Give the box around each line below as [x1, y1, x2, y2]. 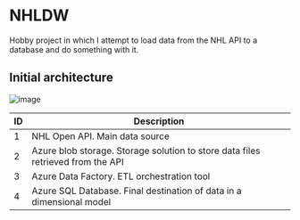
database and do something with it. [9, 44, 139, 54]
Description [133, 115, 185, 127]
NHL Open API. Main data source [31, 130, 170, 143]
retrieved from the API [31, 155, 124, 167]
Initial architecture [9, 70, 113, 86]
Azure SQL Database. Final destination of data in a [31, 184, 243, 197]
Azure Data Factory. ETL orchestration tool [31, 170, 211, 183]
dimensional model [31, 195, 112, 208]
